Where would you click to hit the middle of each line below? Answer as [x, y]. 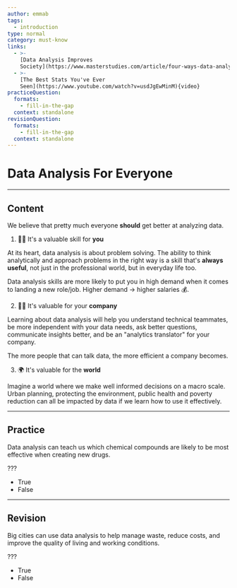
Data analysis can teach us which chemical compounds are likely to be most [118, 447]
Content [26, 208]
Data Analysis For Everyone [90, 174]
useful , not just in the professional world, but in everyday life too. [102, 268]
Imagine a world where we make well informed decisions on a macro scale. [116, 386]
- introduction [36, 27]
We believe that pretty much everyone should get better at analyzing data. [116, 225]
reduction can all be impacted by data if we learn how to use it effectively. [115, 401]
